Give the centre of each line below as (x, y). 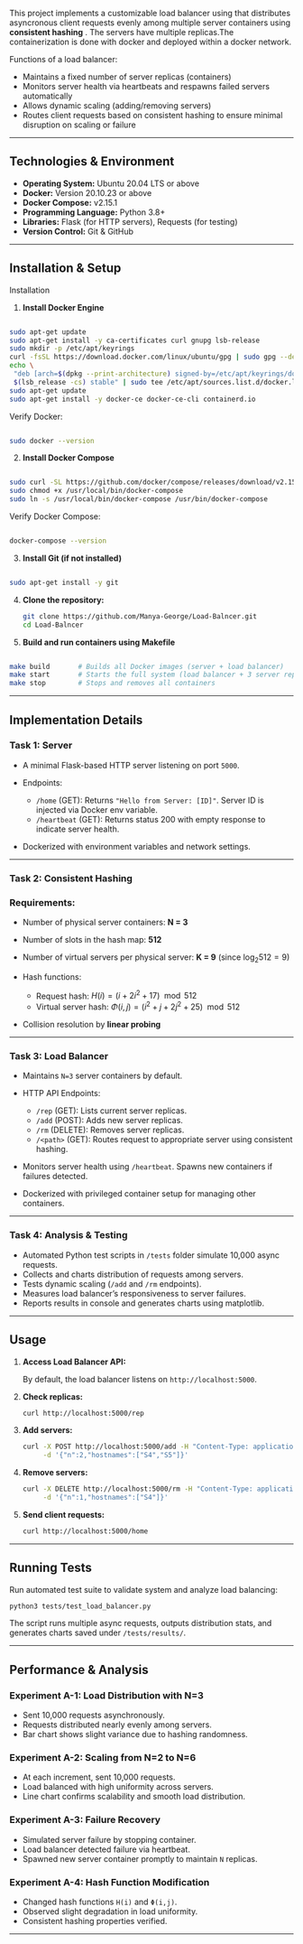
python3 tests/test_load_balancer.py (80, 1606)
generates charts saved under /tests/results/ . (98, 1632)
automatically (47, 96)
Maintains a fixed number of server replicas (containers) (127, 77)
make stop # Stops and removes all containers (113, 684)
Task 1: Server (41, 746)
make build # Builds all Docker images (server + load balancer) (147, 666)
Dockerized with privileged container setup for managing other (139, 1194)
